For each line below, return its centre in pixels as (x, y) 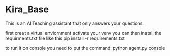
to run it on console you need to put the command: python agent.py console (85, 48)
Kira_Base (27, 9)
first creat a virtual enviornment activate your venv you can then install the (83, 33)
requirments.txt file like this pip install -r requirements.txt (65, 38)
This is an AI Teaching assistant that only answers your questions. (75, 23)
